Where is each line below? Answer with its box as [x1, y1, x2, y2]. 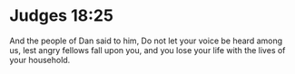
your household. [9, 54, 71, 65]
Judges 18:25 [9, 5, 113, 26]
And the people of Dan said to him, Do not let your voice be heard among [9, 35, 283, 46]
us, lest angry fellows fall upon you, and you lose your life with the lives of [9, 44, 286, 55]
